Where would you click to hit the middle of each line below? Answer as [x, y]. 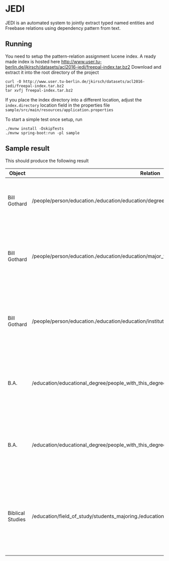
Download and [147, 67]
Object [18, 173]
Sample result [27, 149]
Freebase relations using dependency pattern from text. [63, 28]
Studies [17, 519]
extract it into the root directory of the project [52, 72]
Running [19, 44]
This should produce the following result [47, 161]
